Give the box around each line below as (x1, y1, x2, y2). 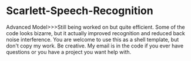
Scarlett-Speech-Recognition (6, 4, 154, 18)
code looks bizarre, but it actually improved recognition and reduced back (6, 29, 185, 36)
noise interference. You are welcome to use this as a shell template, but (6, 36, 179, 43)
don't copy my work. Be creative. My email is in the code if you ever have (6, 42, 184, 49)
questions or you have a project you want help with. (6, 48, 132, 55)
